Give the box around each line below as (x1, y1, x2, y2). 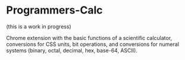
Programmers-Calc (6, 4, 103, 17)
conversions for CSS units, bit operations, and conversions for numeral (6, 41, 180, 48)
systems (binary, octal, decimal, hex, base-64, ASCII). (6, 46, 138, 54)
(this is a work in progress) (6, 23, 72, 30)
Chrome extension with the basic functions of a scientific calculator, (6, 34, 173, 41)
